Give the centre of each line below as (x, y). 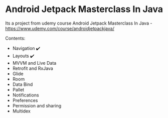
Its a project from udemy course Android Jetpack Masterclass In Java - (79, 23)
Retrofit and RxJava (33, 68)
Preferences (25, 100)
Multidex (22, 111)
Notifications (26, 95)
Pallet (18, 89)
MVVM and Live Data (34, 63)
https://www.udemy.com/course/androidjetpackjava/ (60, 28)
